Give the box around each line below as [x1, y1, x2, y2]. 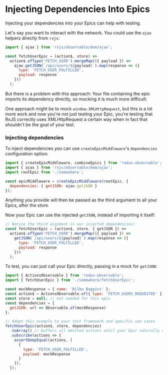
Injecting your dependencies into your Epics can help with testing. [5, 20, 141, 26]
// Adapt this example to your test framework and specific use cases [5, 319, 155, 324]
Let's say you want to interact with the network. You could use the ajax [5, 29, 151, 35]
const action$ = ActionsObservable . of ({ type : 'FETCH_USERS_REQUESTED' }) [5, 291, 164, 296]
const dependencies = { [5, 300, 55, 305]
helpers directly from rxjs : [5, 35, 60, 41]
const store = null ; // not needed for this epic [5, 296, 111, 301]
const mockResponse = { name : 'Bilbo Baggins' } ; [5, 286, 111, 292]
